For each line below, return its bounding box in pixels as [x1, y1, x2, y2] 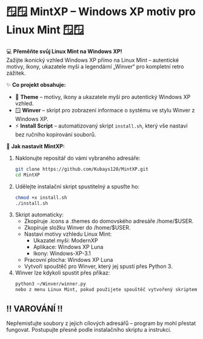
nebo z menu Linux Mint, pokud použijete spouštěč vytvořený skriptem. [15, 287, 200, 293]
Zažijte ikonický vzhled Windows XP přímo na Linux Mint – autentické [6, 56, 179, 64]
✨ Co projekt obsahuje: [6, 81, 66, 88]
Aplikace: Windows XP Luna [33, 244, 104, 251]
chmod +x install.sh [15, 194, 67, 200]
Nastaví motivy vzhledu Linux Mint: [24, 230, 112, 238]
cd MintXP [15, 171, 41, 178]
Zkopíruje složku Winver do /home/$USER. [24, 224, 131, 231]
